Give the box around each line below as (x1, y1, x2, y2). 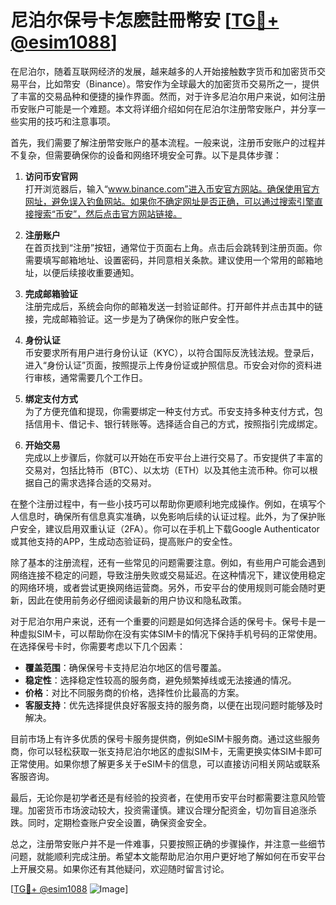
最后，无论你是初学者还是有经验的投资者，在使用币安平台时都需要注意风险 (10, 791, 317, 803)
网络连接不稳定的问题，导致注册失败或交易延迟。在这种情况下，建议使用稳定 (10, 569, 326, 581)
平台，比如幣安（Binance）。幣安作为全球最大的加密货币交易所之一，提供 (18, 77, 320, 90)
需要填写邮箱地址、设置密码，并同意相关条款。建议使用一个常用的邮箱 (24, 254, 315, 266)
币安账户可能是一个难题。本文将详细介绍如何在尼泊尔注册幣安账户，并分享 (10, 102, 317, 115)
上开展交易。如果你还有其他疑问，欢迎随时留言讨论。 (10, 862, 230, 875)
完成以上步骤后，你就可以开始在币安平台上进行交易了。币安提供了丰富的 (24, 451, 323, 463)
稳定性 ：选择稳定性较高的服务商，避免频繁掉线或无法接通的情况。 (24, 674, 297, 686)
